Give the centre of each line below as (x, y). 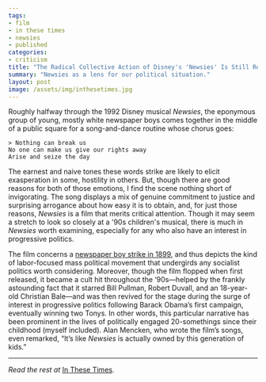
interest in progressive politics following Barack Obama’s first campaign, (126, 305)
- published (28, 45)
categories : (28, 52)
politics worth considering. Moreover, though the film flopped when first (125, 271)
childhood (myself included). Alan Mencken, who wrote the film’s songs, (126, 330)
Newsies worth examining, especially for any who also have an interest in (127, 231)
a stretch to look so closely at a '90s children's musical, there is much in (126, 222)
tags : (17, 15)
